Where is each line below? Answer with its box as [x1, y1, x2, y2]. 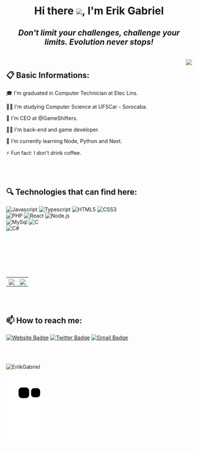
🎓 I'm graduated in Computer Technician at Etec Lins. [6, 89, 138, 96]
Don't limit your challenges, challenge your [18, 28, 180, 38]
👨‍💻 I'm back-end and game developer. [6, 126, 100, 133]
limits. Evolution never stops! [44, 37, 154, 47]
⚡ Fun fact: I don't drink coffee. [6, 149, 81, 156]
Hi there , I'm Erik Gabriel [34, 4, 164, 18]
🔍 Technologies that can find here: [6, 187, 137, 197]
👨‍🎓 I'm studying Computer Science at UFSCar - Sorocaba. [6, 103, 147, 110]
